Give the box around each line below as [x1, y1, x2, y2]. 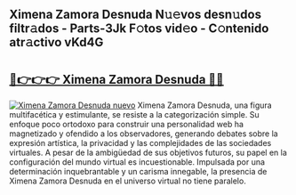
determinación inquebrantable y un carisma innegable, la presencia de [9, 167, 268, 176]
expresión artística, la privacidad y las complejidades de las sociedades [9, 138, 272, 148]
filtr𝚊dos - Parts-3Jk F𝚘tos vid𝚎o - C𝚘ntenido [9, 21, 269, 37]
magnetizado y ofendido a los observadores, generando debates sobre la [9, 128, 278, 139]
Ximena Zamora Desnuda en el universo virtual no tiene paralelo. [9, 175, 246, 186]
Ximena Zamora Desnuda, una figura [137, 100, 273, 110]
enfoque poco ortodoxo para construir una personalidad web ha [9, 119, 244, 129]
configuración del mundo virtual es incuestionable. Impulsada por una [9, 157, 265, 167]
